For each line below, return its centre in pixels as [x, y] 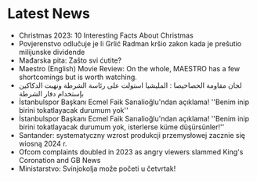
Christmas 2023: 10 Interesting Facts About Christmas [106, 35]
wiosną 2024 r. [43, 143]
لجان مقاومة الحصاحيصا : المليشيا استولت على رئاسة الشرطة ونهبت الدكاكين [130, 85]
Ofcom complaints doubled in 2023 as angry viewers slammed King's [131, 152]
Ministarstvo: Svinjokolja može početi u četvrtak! [97, 168]
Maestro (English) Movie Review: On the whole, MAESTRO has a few [129, 68]
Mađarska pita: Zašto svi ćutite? [70, 60]
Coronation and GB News [60, 160]
